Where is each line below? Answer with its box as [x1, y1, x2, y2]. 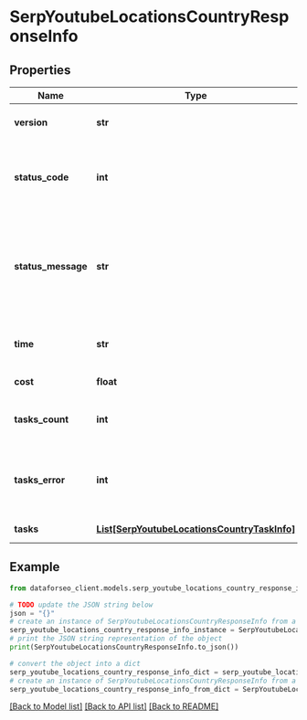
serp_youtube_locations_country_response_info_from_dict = [9, 684, 239, 694]
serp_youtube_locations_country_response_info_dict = [9, 667, 219, 677]
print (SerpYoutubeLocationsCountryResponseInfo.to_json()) [9, 642, 239, 652]
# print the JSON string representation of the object [9, 634, 223, 643]
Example [9, 559, 60, 575]
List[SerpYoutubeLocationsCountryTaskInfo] [96, 523, 296, 535]
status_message [14, 260, 89, 272]
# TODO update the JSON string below [9, 600, 153, 609]
